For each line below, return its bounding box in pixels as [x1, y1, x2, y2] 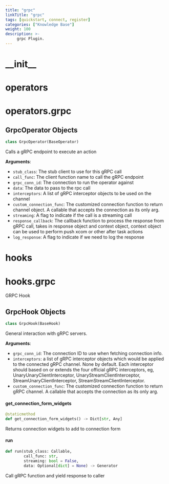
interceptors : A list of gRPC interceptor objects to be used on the [12, 191, 152, 197]
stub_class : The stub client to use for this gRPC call [12, 169, 122, 175]
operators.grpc [5, 105, 72, 117]
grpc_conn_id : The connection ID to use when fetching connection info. [12, 350, 163, 356]
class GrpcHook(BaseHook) [5, 321, 60, 326]
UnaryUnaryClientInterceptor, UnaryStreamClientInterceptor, [12, 372, 141, 378]
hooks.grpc [5, 275, 56, 287]
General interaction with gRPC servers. [5, 330, 88, 337]
